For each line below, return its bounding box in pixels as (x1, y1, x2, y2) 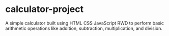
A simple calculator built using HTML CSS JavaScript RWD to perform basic (5, 20, 164, 26)
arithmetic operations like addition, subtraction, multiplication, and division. (5, 25, 163, 31)
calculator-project (5, 3, 84, 15)
